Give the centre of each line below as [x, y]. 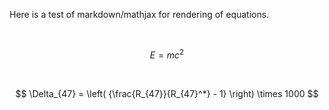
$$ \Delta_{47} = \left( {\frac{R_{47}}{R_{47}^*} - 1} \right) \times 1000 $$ [167, 93]
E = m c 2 [167, 54]
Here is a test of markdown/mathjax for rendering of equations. [139, 14]
